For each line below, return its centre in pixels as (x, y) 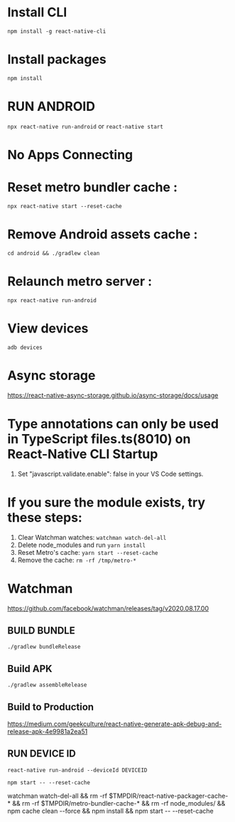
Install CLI (37, 12)
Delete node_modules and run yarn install (82, 545)
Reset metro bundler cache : (93, 187)
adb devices (25, 347)
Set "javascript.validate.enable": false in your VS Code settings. (110, 474)
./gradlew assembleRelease (47, 685)
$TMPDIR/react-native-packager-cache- (169, 796)
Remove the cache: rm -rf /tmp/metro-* (77, 560)
